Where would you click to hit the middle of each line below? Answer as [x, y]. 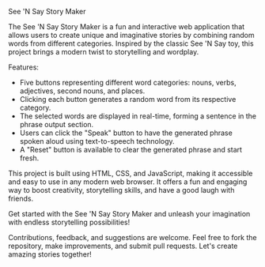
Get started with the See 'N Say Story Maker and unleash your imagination [129, 214]
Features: [24, 67]
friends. [21, 198]
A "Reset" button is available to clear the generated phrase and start [131, 150]
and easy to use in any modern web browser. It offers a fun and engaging [128, 182]
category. [35, 107]
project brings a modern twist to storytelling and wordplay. [104, 52]
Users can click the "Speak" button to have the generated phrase [126, 133]
